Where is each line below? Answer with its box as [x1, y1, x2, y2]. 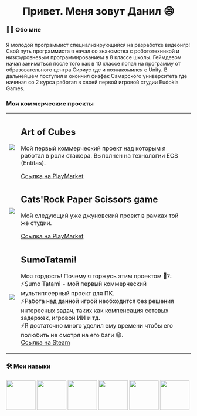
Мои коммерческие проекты [6, 99, 94, 107]
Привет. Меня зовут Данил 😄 [22, 5, 175, 18]
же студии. [21, 219, 52, 227]
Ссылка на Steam [21, 338, 70, 346]
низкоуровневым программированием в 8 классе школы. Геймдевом [6, 54, 182, 61]
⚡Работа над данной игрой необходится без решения [21, 296, 174, 305]
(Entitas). [21, 159, 46, 167]
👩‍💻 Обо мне [6, 26, 42, 34]
